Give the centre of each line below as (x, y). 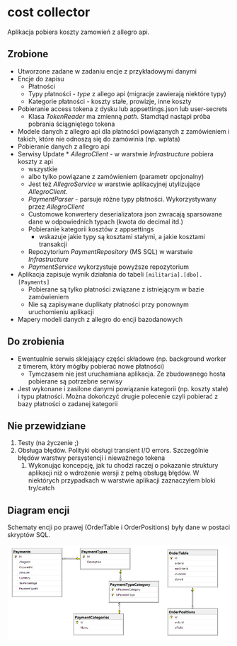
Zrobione (28, 54)
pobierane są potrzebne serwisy (75, 381)
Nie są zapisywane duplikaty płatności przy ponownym (108, 304)
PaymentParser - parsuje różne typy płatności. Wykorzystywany (122, 199)
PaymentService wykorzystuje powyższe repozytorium (109, 267)
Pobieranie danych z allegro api (63, 146)
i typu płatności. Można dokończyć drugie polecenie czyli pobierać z (117, 396)
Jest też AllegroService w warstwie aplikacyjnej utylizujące (114, 184)
